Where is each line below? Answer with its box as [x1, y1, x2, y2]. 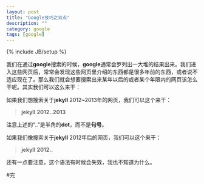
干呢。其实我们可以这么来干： [6, 83, 81, 91]
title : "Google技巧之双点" [6, 15, 70, 21]
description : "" [6, 20, 47, 26]
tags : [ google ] [6, 32, 45, 38]
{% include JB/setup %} [6, 48, 67, 55]
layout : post [6, 9, 39, 15]
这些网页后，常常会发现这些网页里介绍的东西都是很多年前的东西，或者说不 [11, 68, 198, 76]
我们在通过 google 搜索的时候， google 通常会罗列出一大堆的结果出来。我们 [6, 61, 191, 68]
